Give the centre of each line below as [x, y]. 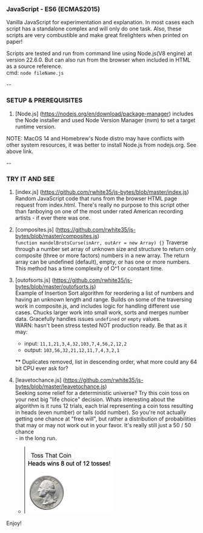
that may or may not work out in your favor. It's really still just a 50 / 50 [103, 425]
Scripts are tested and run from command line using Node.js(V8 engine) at [99, 53]
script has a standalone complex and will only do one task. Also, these [94, 29]
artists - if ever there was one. [53, 218]
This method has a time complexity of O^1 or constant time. [89, 268]
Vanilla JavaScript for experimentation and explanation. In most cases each [100, 22]
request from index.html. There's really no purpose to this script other [102, 205]
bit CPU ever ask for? [42, 368]
